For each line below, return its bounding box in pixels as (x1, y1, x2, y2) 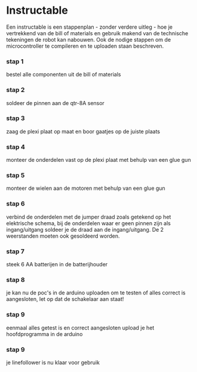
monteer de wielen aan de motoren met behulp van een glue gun (6, 185, 165, 192)
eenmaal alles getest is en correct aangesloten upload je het (6, 324, 155, 331)
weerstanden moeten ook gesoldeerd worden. (6, 232, 121, 239)
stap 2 (6, 86, 25, 94)
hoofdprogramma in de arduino (6, 330, 83, 337)
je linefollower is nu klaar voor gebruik (6, 359, 100, 366)
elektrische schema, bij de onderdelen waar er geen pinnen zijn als (6, 219, 171, 227)
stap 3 (6, 114, 25, 122)
